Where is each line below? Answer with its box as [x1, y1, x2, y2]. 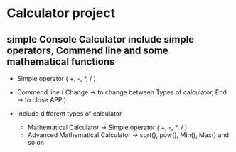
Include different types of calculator [16, 109, 122, 118]
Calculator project [6, 5, 116, 21]
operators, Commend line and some [6, 44, 168, 56]
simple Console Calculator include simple [6, 33, 195, 45]
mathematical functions [6, 55, 115, 67]
